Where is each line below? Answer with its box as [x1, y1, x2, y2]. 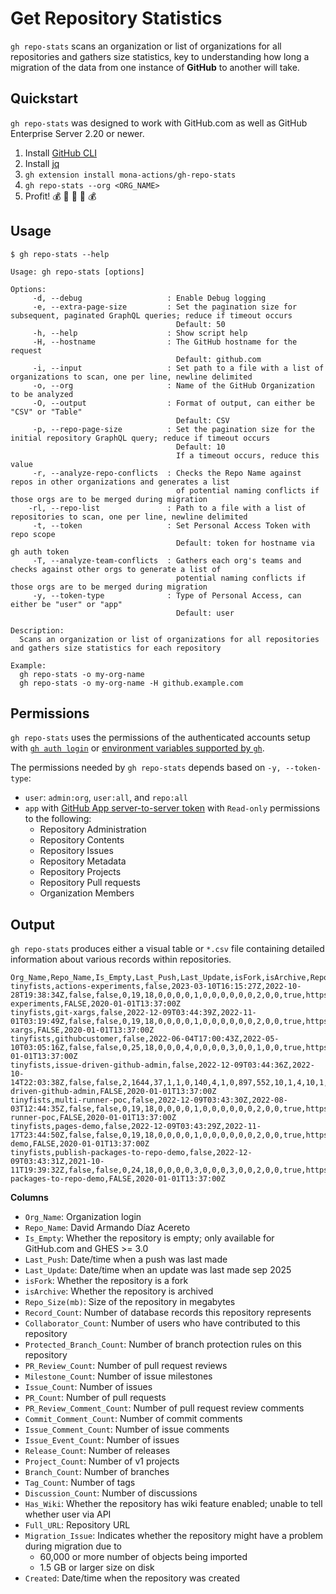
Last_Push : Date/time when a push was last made [24, 1253, 228, 1266]
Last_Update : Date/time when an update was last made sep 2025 [24, 1264, 292, 1276]
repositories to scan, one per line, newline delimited [10, 512, 248, 522]
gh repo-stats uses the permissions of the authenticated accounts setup [10, 732, 311, 744]
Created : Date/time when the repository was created [24, 1572, 241, 1584]
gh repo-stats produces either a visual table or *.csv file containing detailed [10, 943, 325, 955]
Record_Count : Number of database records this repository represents [24, 1307, 312, 1319]
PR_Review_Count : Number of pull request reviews [24, 1360, 228, 1372]
